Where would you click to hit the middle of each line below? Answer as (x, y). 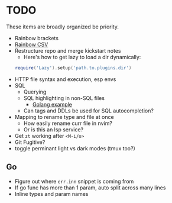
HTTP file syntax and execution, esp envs (65, 79)
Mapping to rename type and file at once (64, 117)
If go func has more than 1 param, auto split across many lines (90, 188)
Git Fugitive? (30, 142)
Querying (35, 92)
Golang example (52, 104)
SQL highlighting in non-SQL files (64, 98)
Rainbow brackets (37, 38)
